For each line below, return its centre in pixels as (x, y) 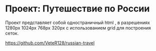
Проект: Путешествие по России (77, 9)
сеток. (12, 33)
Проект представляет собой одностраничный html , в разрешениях (78, 22)
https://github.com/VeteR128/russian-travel (50, 42)
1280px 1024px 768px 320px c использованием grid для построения (78, 27)
